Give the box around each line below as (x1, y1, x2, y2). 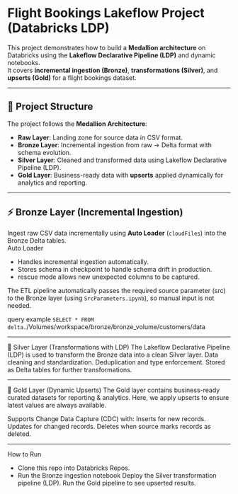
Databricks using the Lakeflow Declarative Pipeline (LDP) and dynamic (7, 51, 216, 59)
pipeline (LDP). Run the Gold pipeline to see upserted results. (17, 478, 196, 487)
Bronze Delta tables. (7, 236, 67, 245)
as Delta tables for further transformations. (7, 365, 132, 374)
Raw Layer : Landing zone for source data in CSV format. (17, 133, 183, 142)
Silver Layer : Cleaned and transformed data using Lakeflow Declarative (17, 156, 227, 164)
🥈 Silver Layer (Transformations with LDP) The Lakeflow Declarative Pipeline (7, 343, 230, 351)
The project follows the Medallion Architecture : (7, 119, 147, 128)
